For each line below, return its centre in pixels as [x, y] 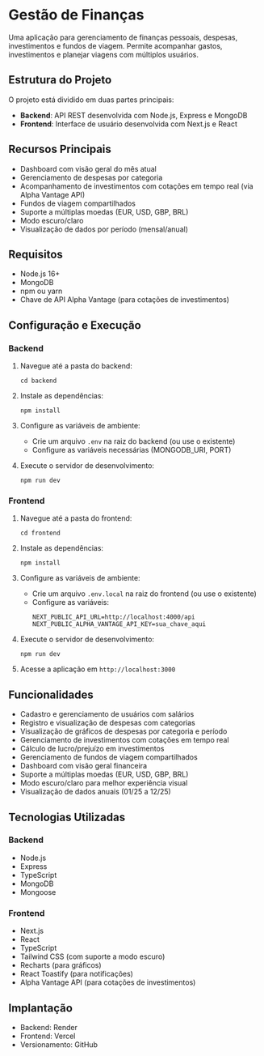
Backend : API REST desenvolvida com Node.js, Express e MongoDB [134, 115]
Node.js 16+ [40, 274]
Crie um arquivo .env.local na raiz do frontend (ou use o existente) [144, 594]
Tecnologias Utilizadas [67, 817]
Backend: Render [49, 1027]
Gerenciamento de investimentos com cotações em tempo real [124, 740]
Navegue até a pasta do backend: [76, 366]
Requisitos [36, 254]
